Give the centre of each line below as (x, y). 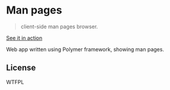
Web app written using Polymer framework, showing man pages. (85, 49)
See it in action (24, 38)
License (21, 68)
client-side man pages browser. (59, 26)
